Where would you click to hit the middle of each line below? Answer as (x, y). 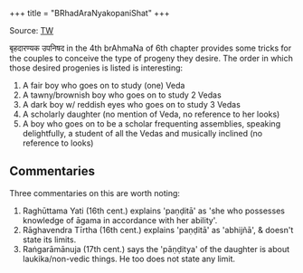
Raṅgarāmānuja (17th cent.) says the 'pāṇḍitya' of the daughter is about (156, 249)
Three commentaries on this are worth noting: (95, 193)
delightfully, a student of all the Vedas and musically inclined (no (142, 133)
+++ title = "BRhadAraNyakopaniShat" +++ (90, 13)
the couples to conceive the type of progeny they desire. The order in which (151, 58)
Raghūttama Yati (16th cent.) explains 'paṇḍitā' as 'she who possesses (153, 211)
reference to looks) (58, 143)
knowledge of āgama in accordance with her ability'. (120, 220)
